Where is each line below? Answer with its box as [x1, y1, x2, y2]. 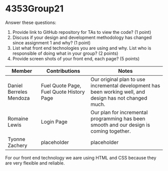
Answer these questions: [5, 19, 56, 25]
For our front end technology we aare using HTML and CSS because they [5, 155, 156, 161]
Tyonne [7, 136, 25, 143]
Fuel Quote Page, [40, 82, 81, 89]
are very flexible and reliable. [5, 160, 65, 166]
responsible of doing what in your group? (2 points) [12, 50, 118, 56]
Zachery [7, 142, 27, 149]
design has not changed [90, 94, 147, 101]
